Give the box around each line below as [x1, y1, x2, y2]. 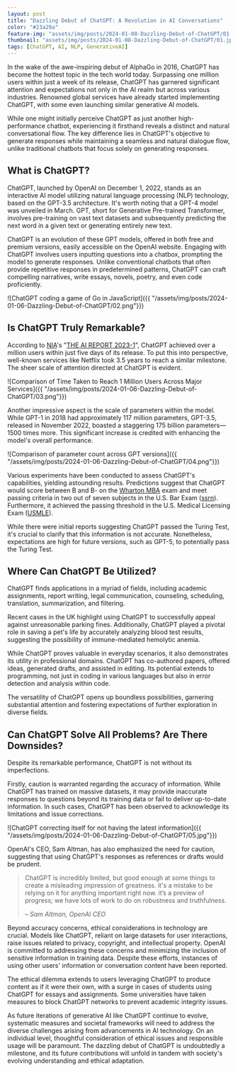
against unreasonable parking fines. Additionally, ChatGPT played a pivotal [7, 621, 225, 629]
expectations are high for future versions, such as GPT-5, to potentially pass [7, 537, 230, 546]
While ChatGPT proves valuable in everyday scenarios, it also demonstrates [7, 649, 229, 658]
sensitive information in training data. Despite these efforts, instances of [7, 954, 218, 962]
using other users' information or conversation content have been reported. [7, 961, 228, 970]
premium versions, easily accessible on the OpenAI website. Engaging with [7, 242, 227, 251]
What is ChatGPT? [7, 164, 90, 177]
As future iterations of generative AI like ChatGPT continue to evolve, [7, 1011, 209, 1020]
